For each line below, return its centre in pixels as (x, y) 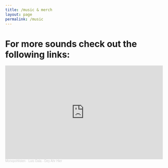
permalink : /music (24, 19)
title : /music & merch (29, 10)
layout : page (19, 14)
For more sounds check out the (71, 44)
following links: (37, 54)
